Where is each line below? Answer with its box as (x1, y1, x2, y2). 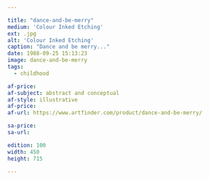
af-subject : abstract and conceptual (7, 89, 120, 96)
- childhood (14, 69, 50, 77)
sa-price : (7, 122, 37, 129)
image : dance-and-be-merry (7, 56, 88, 64)
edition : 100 (7, 141, 46, 149)
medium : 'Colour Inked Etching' (7, 23, 103, 31)
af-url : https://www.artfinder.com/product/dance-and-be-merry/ (7, 109, 203, 116)
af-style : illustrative (7, 96, 78, 104)
